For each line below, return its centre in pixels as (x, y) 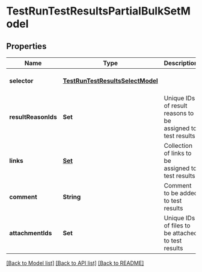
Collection (178, 146)
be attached (181, 233)
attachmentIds (31, 233)
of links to (178, 153)
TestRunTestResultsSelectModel (110, 81)
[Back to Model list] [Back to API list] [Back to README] (75, 263)
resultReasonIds (33, 117)
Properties (26, 46)
